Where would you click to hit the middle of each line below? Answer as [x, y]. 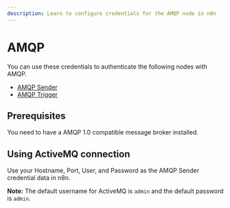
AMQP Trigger [37, 94]
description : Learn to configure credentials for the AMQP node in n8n [112, 13]
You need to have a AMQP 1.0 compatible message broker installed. [103, 132]
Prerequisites [36, 116]
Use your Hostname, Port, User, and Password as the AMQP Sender [103, 171]
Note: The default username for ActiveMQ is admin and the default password [115, 191]
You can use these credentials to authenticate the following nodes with [107, 67]
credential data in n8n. [39, 178]
